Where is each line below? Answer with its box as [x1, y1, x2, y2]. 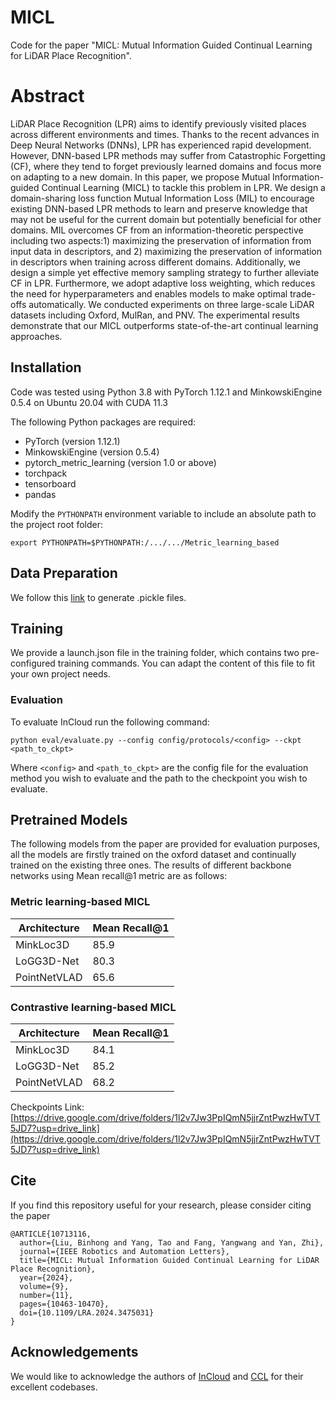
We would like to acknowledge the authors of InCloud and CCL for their [10, 1370, 304, 1382]
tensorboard [24, 477, 77, 490]
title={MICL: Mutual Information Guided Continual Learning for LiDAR [19, 1255, 320, 1265]
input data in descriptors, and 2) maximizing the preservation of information [10, 245, 323, 257]
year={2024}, [19, 1272, 74, 1283]
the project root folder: [10, 518, 103, 530]
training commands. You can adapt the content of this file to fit [57, 657, 316, 670]
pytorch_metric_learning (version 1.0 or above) [24, 456, 217, 468]
